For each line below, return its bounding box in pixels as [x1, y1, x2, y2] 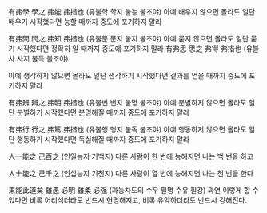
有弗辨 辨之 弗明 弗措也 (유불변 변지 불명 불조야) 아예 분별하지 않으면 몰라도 [8, 98, 247, 107]
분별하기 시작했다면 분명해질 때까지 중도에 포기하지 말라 [16, 108, 190, 117]
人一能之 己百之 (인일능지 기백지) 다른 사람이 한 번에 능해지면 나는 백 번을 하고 [8, 152, 254, 161]
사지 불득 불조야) [16, 54, 69, 63]
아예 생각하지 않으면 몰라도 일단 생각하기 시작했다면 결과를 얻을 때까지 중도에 [8, 71, 248, 80]
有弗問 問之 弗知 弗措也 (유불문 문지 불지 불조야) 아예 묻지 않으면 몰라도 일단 [8, 34, 249, 43]
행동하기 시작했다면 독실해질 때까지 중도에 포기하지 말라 [16, 135, 190, 144]
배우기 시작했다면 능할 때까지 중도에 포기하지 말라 [8, 17, 162, 26]
